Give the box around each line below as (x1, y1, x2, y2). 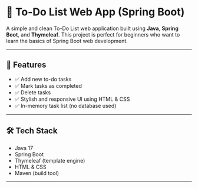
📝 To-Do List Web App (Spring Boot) (6, 5, 185, 19)
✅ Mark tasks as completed (14, 82, 82, 89)
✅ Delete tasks (14, 88, 51, 96)
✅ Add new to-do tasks (14, 75, 72, 83)
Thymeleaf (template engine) (14, 157, 85, 164)
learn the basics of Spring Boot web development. (6, 37, 128, 44)
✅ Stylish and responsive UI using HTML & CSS (14, 95, 130, 103)
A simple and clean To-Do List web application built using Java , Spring (6, 25, 179, 32)
